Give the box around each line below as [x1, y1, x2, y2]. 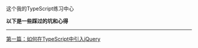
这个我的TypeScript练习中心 [6, 5, 74, 12]
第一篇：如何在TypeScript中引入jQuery [6, 36, 101, 42]
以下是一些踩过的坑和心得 [6, 18, 68, 25]
